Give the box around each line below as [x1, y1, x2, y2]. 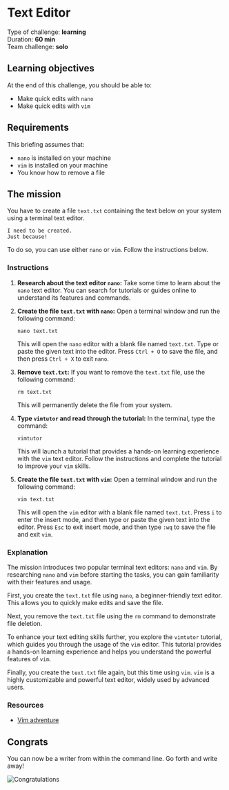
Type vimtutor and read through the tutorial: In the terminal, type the [17, 414, 215, 422]
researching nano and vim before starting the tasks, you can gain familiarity [7, 570, 219, 579]
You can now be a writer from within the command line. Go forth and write [7, 755, 218, 763]
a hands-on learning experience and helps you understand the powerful [7, 647, 212, 656]
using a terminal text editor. [7, 214, 85, 222]
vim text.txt [17, 496, 55, 503]
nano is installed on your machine [17, 154, 112, 162]
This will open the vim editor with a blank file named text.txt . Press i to [17, 508, 222, 517]
